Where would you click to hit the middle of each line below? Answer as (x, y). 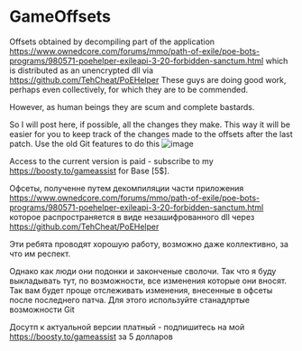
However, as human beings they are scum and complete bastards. (132, 106)
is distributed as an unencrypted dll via (82, 70)
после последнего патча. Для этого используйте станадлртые (130, 300)
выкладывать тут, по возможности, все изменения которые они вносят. (148, 281)
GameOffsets (60, 17)
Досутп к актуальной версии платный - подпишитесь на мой (127, 327)
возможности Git (42, 309)
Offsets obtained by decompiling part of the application (112, 42)
